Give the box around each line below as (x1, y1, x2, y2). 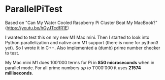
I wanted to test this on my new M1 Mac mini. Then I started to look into (5, 34, 150, 40)
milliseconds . (5, 70, 33, 76)
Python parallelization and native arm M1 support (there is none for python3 (5, 39, 159, 45)
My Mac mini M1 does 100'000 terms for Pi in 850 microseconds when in (5, 59, 155, 65)
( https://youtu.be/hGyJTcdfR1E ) (5, 25, 69, 30)
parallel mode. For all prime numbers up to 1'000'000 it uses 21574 (5, 65, 141, 71)
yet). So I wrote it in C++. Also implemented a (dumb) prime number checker (5, 45, 161, 51)
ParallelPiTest (5, 3, 63, 15)
